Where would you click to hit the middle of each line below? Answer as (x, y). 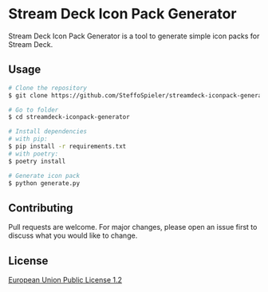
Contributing (41, 208)
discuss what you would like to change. (73, 235)
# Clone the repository (48, 88)
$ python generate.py (44, 183)
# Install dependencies (48, 132)
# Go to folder (33, 110)
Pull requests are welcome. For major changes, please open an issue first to (133, 227)
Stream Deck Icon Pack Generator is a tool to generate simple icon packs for (134, 36)
